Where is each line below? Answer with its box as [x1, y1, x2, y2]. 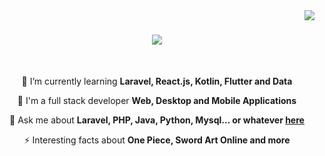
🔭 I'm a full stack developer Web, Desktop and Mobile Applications [17, 94, 297, 106]
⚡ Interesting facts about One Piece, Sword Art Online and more [23, 134, 291, 146]
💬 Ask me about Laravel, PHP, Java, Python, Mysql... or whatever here [9, 114, 305, 126]
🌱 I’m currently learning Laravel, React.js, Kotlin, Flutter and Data [21, 75, 293, 87]
